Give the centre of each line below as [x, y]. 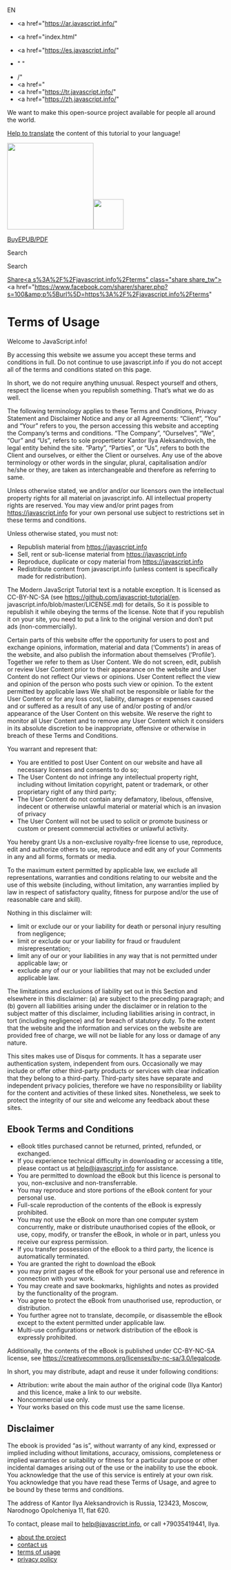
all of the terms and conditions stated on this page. [79, 369]
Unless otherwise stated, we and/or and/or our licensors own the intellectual [115, 490]
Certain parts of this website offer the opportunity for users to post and [108, 640]
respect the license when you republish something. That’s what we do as [111, 390]
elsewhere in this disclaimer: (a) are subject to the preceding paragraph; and [116, 998]
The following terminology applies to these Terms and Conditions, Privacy [112, 410]
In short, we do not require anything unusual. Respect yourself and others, [113, 383]
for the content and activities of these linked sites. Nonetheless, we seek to [114, 1092]
